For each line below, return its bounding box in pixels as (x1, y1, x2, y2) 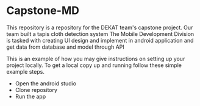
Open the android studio (15, 80, 77, 87)
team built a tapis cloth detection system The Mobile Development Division (6, 30, 195, 37)
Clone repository (15, 86, 58, 93)
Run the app (15, 93, 46, 100)
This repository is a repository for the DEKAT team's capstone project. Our (6, 24, 193, 31)
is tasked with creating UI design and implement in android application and (6, 37, 194, 44)
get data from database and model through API (6, 43, 125, 51)
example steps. (6, 68, 45, 75)
